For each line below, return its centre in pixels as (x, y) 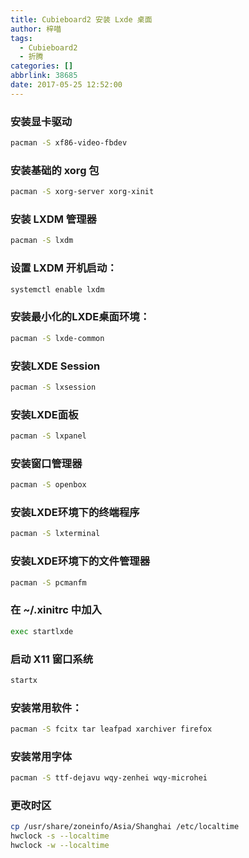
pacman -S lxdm (42, 241)
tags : (21, 38)
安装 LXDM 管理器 (53, 219)
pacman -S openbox (48, 485)
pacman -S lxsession (53, 387)
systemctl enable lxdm (57, 289)
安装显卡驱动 (41, 121)
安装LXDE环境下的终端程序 (75, 513)
